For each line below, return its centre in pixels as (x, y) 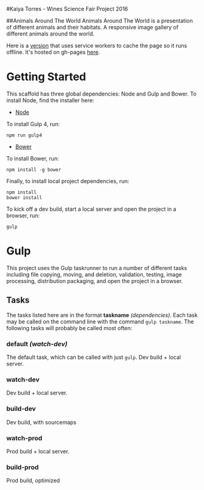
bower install (24, 198)
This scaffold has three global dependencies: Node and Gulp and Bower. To (101, 94)
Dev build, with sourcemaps (41, 422)
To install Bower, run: (33, 158)
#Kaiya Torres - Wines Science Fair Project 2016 (67, 9)
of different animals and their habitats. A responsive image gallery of (93, 27)
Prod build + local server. (38, 451)
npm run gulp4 (24, 135)
